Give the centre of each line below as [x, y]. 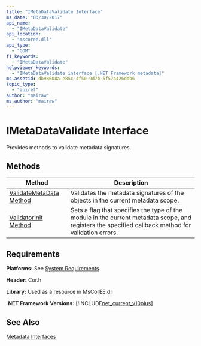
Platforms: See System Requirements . [53, 269]
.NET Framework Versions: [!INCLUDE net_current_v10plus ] [80, 303]
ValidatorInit [26, 218]
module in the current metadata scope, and [131, 218]
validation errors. [94, 233]
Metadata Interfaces [31, 337]
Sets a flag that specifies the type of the [127, 210]
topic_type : [21, 85]
